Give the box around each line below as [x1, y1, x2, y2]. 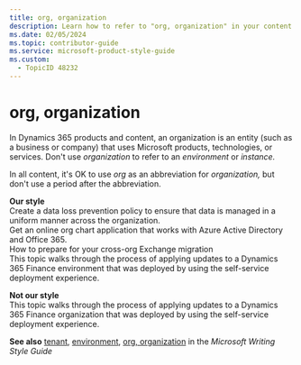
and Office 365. [9, 233, 68, 244]
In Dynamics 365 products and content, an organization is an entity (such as [9, 132, 293, 142]
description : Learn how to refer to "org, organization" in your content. [9, 22, 296, 31]
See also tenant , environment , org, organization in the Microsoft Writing [9, 335, 276, 347]
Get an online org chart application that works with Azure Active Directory [9, 224, 284, 235]
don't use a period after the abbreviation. [9, 178, 162, 189]
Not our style [9, 289, 59, 300]
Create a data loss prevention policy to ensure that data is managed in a [9, 205, 277, 216]
